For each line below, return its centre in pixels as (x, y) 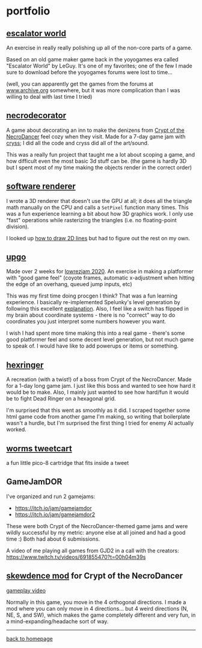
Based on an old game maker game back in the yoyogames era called (92, 59)
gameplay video (26, 590)
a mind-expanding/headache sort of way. (57, 621)
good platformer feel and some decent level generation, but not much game (100, 340)
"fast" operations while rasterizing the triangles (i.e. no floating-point (92, 220)
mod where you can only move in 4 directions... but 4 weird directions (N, (97, 608)
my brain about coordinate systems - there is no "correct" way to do (91, 315)
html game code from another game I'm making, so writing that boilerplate (98, 417)
